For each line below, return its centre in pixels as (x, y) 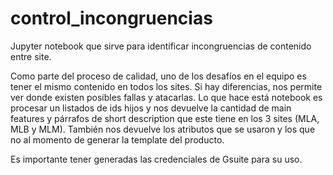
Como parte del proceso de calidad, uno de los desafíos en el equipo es (158, 76)
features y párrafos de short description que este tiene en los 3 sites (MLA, (165, 118)
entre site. (31, 56)
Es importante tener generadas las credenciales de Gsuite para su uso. (156, 159)
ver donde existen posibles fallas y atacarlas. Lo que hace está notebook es (166, 97)
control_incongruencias (111, 18)
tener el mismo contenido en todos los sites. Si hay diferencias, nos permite (166, 86)
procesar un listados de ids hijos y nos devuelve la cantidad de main (151, 108)
